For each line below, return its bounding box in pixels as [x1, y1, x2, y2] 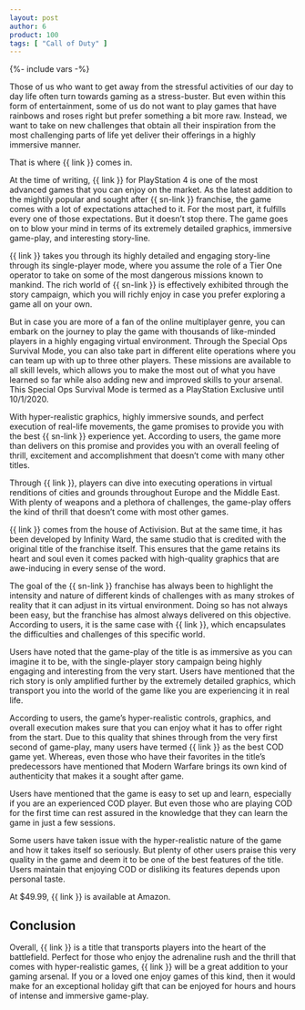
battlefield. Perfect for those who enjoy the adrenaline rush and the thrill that [9, 952, 297, 963]
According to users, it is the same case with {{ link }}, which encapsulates [9, 619, 287, 630]
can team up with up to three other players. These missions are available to [9, 355, 291, 366]
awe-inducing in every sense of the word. [9, 563, 166, 574]
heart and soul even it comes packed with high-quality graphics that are [9, 553, 280, 565]
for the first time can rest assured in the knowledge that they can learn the [9, 808, 289, 819]
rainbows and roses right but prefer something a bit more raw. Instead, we [9, 110, 288, 121]
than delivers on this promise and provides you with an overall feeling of [9, 441, 280, 452]
